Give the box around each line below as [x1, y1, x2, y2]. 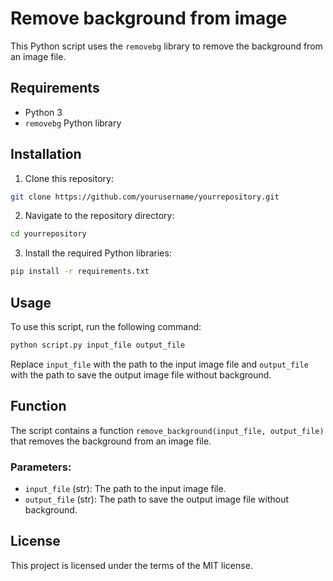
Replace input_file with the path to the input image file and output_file [10, 358, 309, 370]
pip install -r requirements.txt [10, 267, 150, 277]
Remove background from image [10, 7, 288, 30]
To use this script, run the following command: [10, 321, 202, 332]
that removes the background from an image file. [10, 435, 212, 447]
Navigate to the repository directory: [24, 210, 175, 222]
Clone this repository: [24, 172, 114, 184]
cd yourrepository [10, 229, 87, 239]
